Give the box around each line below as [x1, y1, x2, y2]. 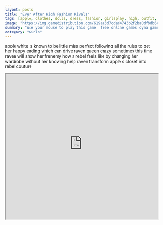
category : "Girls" [5, 30, 42, 34]
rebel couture [5, 64, 32, 69]
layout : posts [5, 7, 34, 12]
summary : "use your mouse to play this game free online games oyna [5, 25, 148, 30]
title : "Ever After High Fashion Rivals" [5, 12, 90, 16]
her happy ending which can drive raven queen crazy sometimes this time [5, 48, 153, 54]
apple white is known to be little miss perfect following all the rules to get [5, 43, 150, 48]
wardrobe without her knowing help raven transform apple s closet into [5, 59, 147, 64]
